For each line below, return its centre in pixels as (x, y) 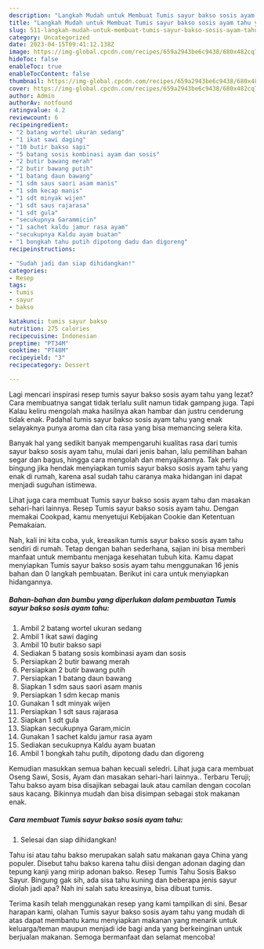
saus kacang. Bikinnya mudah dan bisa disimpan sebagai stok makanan (125, 793)
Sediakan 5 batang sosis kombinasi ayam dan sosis (103, 653)
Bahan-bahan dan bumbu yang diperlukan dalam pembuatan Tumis (123, 600)
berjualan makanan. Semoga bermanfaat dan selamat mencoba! (112, 936)
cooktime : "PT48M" (39, 350)
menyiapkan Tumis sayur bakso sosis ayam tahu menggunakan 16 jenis (124, 565)
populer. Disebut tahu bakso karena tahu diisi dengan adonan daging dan (127, 863)
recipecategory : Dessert (49, 365)
